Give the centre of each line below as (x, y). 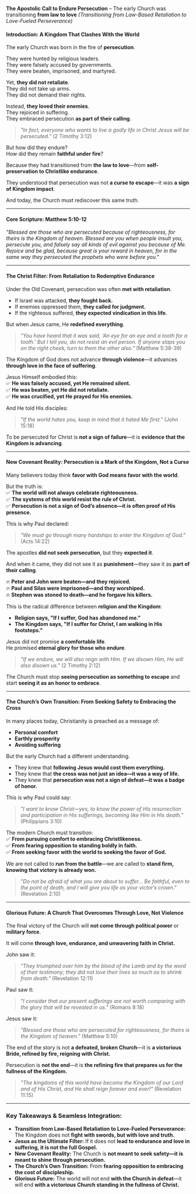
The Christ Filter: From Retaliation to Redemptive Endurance (80, 276)
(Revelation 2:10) (41, 894)
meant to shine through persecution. (60, 1159)
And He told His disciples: (37, 408)
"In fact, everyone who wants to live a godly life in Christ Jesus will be (105, 130)
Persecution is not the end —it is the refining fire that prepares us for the (94, 1065)
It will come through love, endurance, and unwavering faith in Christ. (91, 943)
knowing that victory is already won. (51, 870)
